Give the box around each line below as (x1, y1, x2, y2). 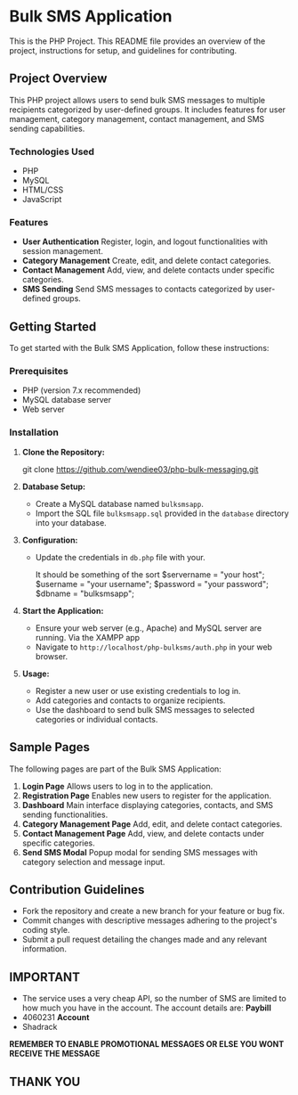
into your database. (35, 517, 107, 527)
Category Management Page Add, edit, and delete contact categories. (21, 818, 283, 829)
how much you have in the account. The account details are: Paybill (21, 1002, 271, 1013)
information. (21, 944, 67, 954)
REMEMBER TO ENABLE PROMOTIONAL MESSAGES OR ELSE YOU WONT (9, 1039, 285, 1050)
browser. (35, 650, 68, 661)
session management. (21, 246, 104, 257)
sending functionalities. (21, 809, 109, 820)
